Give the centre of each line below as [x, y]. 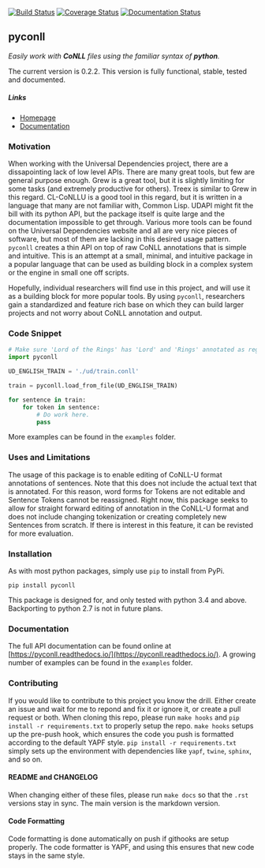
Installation [30, 554]
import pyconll [33, 357]
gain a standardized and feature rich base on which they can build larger [126, 305]
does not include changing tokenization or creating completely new [118, 516]
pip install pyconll [42, 585]
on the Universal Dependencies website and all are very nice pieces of [123, 231]
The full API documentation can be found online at [90, 646]
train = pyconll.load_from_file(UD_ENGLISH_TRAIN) [93, 386]
